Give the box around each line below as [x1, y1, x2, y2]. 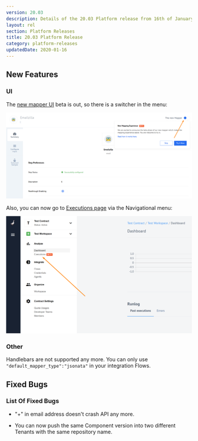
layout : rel [6, 22, 35, 28]
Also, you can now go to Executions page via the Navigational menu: [6, 205, 173, 212]
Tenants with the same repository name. [14, 428, 113, 435]
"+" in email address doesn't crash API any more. [14, 410, 134, 417]
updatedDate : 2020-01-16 [6, 47, 67, 53]
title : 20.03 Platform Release [6, 34, 83, 41]
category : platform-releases [6, 41, 78, 47]
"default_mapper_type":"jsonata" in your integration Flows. [6, 362, 151, 369]
